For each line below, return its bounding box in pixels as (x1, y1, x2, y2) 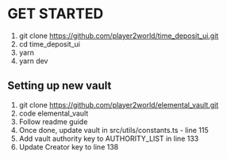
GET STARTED (7, 5, 104, 23)
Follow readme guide (18, 116, 88, 127)
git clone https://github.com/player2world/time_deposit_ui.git (18, 31, 219, 40)
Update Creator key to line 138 (18, 142, 119, 151)
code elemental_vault (18, 108, 89, 118)
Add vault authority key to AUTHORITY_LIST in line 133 (18, 134, 199, 143)
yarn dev (18, 56, 48, 66)
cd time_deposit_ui (18, 39, 81, 48)
